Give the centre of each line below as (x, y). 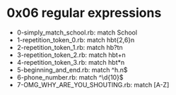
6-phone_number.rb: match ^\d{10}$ (70, 77)
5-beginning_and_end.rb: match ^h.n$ (72, 70)
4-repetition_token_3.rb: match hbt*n (71, 62)
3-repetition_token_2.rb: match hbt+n (71, 55)
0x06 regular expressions (84, 13)
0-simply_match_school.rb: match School (77, 32)
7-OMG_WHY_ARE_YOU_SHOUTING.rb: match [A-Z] (93, 84)
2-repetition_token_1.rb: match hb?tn (70, 47)
